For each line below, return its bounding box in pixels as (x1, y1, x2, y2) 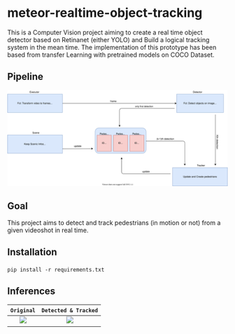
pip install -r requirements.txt (7, 266, 105, 273)
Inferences (7, 286, 56, 298)
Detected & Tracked (41, 307, 99, 314)
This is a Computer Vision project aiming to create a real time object (7, 28, 203, 36)
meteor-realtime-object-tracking (7, 5, 203, 21)
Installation (7, 246, 57, 258)
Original (10, 307, 36, 314)
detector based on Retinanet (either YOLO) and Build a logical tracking (7, 35, 210, 44)
